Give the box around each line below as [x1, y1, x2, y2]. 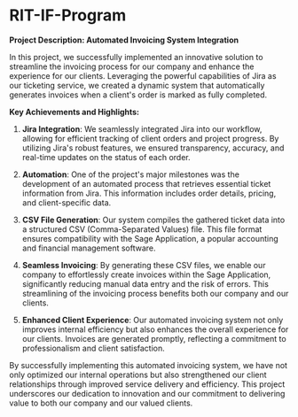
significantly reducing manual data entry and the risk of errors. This [21, 278, 269, 289]
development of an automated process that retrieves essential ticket [21, 178, 271, 189]
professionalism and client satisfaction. [21, 343, 166, 353]
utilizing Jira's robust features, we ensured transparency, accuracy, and [21, 143, 285, 153]
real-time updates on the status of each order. [21, 151, 191, 162]
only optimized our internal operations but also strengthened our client [9, 369, 268, 380]
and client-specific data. [21, 197, 112, 208]
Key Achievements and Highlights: [9, 106, 140, 117]
